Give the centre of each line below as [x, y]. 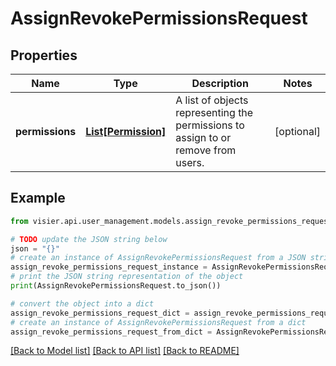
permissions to [210, 125]
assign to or [203, 137]
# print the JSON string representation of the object [127, 277]
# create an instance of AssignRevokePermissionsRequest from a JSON [158, 258]
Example [38, 198]
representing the [214, 112]
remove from [206, 150]
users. [190, 162]
